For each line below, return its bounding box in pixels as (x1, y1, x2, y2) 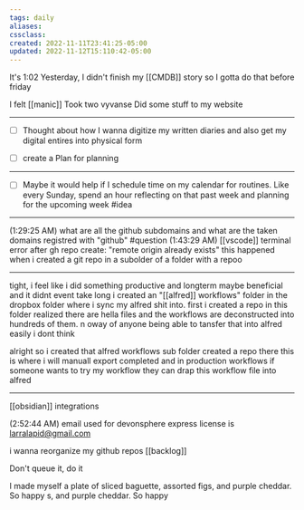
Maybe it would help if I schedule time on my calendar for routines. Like (22, 179, 290, 190)
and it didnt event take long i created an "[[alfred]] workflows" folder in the (9, 290, 288, 301)
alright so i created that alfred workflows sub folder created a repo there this (9, 346, 295, 357)
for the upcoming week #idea (22, 199, 133, 210)
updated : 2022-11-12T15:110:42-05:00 (9, 47, 152, 56)
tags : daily (9, 13, 54, 23)
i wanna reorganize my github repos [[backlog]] (9, 446, 187, 457)
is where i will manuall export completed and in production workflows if (9, 355, 275, 367)
